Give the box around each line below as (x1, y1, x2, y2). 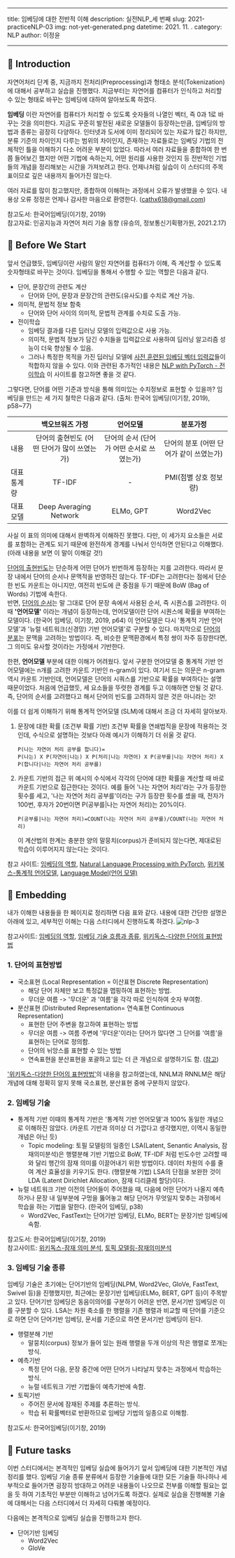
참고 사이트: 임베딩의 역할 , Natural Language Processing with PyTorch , (7, 859, 206, 868)
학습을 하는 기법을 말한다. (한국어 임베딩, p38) (17, 1202, 143, 1211)
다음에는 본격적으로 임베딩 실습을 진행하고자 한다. (7, 1514, 142, 1522)
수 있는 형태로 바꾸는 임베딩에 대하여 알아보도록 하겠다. (7, 95, 157, 104)
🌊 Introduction (7, 58, 71, 70)
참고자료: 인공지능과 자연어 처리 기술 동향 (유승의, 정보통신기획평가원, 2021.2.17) (7, 218, 227, 227)
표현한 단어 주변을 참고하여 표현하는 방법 (27, 1020, 138, 1028)
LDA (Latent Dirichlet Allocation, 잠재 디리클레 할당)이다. (27, 1176, 185, 1185)
